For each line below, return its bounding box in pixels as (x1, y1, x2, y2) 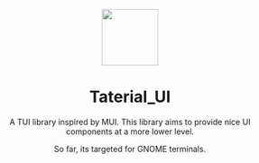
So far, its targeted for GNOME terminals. (53, 143, 207, 154)
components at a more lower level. (65, 126, 195, 137)
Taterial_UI (89, 86, 171, 107)
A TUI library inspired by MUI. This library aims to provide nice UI (9, 116, 251, 127)
